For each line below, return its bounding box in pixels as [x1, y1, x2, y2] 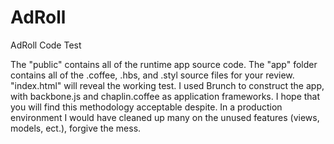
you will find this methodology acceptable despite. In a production [10, 101, 283, 113]
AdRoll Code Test [10, 39, 82, 51]
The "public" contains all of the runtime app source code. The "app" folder [10, 58, 318, 70]
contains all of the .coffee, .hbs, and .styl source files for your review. [10, 69, 295, 81]
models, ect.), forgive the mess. [10, 122, 142, 134]
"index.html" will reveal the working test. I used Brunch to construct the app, [10, 79, 325, 91]
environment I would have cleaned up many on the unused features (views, [10, 111, 320, 123]
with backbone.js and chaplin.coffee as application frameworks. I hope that [10, 90, 321, 102]
